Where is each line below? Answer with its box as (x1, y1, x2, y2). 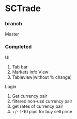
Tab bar (12, 64, 28, 69)
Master (5, 31, 19, 37)
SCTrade (5, 3, 41, 14)
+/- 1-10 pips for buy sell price (12, 108, 73, 114)
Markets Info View (12, 69, 48, 75)
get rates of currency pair (12, 103, 63, 109)
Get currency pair (12, 93, 47, 99)
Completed (5, 43, 32, 50)
